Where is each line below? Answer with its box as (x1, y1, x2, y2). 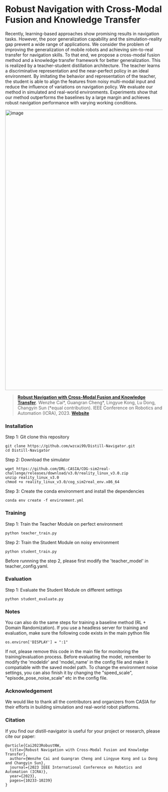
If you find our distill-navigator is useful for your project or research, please (5, 728, 160, 734)
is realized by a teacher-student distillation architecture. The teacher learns (5, 62, 160, 68)
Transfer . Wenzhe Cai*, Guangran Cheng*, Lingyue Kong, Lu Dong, (17, 399, 156, 405)
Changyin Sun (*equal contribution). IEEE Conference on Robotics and (17, 405, 162, 411)
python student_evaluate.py (5, 596, 64, 602)
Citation (5, 717, 25, 724)
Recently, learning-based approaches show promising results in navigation (5, 30, 159, 36)
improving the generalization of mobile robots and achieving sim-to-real (5, 46, 153, 52)
